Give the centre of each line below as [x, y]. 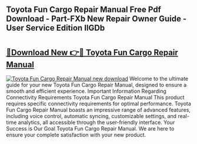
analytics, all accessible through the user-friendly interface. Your [96, 122]
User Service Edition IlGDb [56, 28]
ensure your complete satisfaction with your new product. [76, 135]
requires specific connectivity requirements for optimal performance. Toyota [98, 103]
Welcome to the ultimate [159, 78]
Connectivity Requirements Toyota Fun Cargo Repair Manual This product [95, 97]
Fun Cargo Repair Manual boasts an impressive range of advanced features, [98, 110]
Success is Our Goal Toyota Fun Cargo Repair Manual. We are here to [90, 128]
